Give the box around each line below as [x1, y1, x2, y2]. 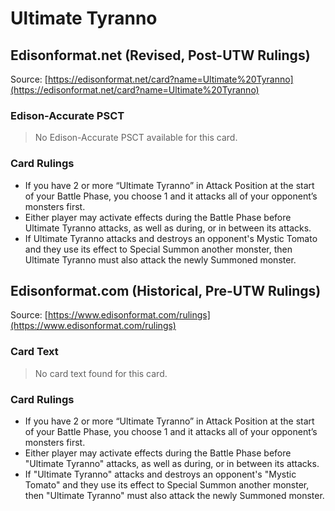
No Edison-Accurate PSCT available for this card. [34, 132, 238, 144]
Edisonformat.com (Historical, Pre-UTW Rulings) [10, 282, 322, 299]
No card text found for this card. [34, 367, 168, 379]
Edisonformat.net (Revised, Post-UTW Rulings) [10, 47, 311, 64]
